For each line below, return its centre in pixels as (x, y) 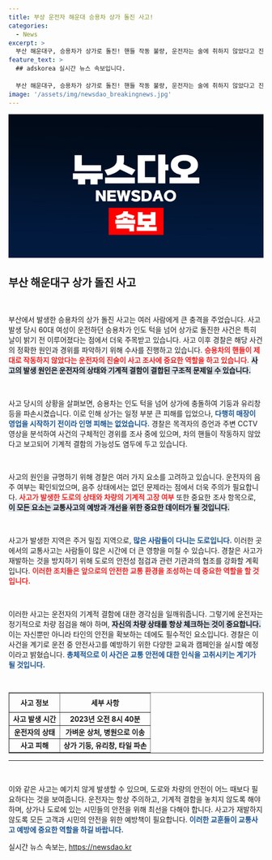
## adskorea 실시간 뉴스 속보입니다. (71, 69)
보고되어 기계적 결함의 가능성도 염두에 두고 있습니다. (105, 443)
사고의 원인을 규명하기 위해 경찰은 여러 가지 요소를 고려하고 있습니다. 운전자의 (130, 477)
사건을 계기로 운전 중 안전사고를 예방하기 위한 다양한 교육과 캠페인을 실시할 (126, 644)
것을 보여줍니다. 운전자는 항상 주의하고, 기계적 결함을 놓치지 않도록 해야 (149, 799)
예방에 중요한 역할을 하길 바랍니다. (70, 829)
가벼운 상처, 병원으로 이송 (105, 732)
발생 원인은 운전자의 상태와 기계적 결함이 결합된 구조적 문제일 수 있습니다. (137, 370)
